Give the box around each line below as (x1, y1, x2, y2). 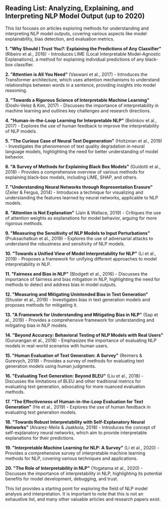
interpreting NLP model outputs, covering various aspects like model (5, 30, 147, 37)
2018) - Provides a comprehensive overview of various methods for (5, 169, 144, 175)
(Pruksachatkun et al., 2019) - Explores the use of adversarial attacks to (5, 235, 153, 241)
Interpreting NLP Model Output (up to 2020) (5, 12, 145, 21)
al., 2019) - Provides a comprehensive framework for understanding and (5, 317, 154, 323)
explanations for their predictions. (5, 435, 75, 441)
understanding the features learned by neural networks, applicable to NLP (5, 194, 158, 200)
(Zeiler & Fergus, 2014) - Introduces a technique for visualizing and (5, 189, 144, 195)
